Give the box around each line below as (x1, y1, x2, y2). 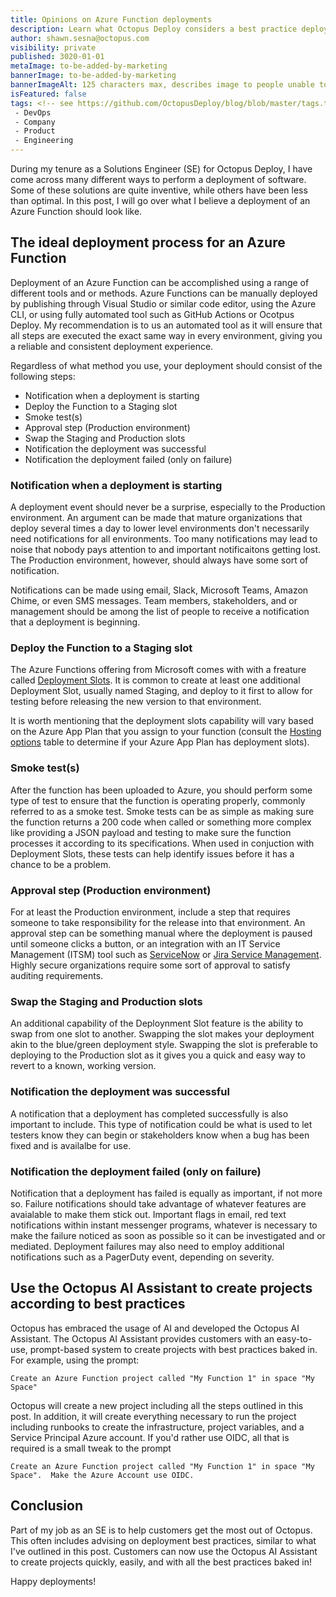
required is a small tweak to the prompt (10, 1442, 172, 1454)
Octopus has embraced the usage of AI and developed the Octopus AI (10, 1322, 300, 1334)
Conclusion (10, 1497, 84, 1515)
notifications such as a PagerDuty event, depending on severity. (10, 1251, 275, 1263)
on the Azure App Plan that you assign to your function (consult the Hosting (10, 726, 322, 738)
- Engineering (14, 136, 74, 146)
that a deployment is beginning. (10, 616, 141, 628)
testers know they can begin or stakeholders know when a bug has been (10, 1129, 310, 1141)
